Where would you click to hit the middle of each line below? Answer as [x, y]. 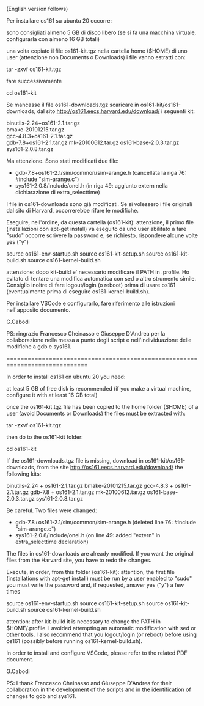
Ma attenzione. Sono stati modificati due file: [63, 161]
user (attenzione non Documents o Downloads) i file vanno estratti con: [96, 57]
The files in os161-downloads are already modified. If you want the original [100, 553]
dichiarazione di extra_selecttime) [58, 192]
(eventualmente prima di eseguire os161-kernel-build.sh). [78, 292]
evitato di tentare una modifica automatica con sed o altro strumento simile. [101, 278]
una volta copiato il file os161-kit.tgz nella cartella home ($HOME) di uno [97, 51]
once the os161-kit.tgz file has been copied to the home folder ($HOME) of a [102, 407]
